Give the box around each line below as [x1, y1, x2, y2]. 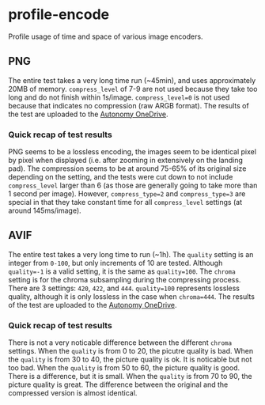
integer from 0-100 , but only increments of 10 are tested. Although [8, 258, 223, 267]
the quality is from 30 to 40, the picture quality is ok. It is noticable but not [8, 354, 252, 365]
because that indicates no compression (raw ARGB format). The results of [8, 100, 249, 110]
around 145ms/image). [8, 206, 81, 215]
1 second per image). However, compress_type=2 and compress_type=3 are [8, 189, 246, 199]
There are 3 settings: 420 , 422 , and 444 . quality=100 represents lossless [8, 283, 240, 293]
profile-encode [8, 6, 109, 24]
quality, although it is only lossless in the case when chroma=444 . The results [8, 291, 256, 301]
